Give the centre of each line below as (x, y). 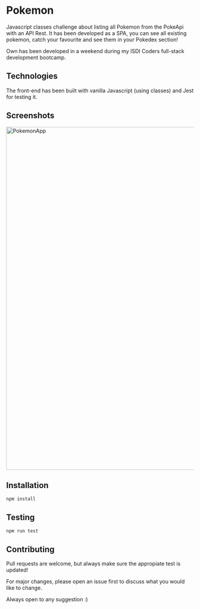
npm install (21, 499)
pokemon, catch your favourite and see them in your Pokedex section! (92, 39)
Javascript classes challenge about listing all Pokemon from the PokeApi (95, 27)
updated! (17, 570)
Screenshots (30, 116)
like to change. (24, 588)
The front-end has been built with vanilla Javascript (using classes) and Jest (100, 91)
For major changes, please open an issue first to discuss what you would (96, 581)
